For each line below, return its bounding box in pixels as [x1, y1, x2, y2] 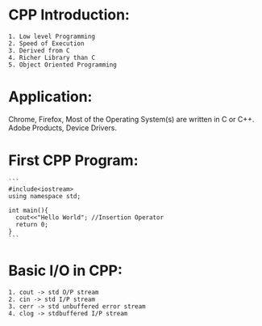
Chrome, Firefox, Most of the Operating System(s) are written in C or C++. [8, 114, 255, 124]
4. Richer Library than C [8, 53, 95, 61]
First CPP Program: [8, 151, 139, 170]
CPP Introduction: [8, 6, 131, 24]
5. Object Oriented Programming [8, 61, 117, 69]
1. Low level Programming [8, 32, 95, 40]
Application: [8, 87, 93, 106]
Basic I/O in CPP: [8, 261, 123, 280]
